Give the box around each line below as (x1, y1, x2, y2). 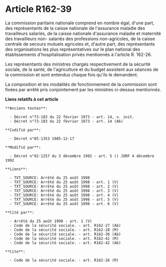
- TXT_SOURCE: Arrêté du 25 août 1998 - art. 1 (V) (9, 180, 119, 185)
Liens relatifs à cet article (5, 96, 59, 102)
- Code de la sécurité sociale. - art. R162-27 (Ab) (9, 223, 121, 228)
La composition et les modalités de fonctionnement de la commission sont (5, 81, 158, 87)
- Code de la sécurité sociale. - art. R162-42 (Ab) (9, 240, 121, 245)
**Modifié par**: (5, 145, 41, 150)
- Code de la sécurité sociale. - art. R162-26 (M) (9, 258, 119, 263)
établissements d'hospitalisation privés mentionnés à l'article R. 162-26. (5, 51, 152, 58)
